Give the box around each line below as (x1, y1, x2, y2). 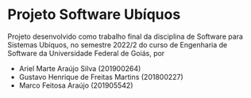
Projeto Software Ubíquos (7, 6, 181, 24)
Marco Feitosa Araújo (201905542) (18, 81, 133, 90)
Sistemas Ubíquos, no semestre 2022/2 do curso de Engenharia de (7, 40, 228, 49)
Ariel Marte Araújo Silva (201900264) (18, 63, 141, 73)
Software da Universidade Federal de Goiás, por (7, 48, 165, 58)
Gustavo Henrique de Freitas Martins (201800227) (18, 72, 183, 81)
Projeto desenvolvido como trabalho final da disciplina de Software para (7, 32, 244, 41)
